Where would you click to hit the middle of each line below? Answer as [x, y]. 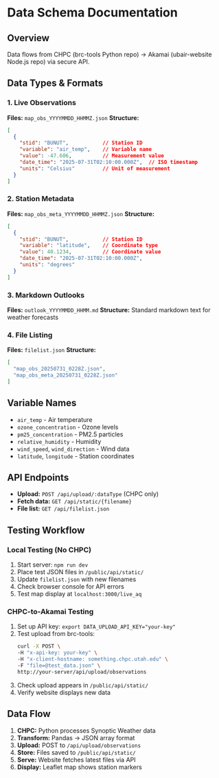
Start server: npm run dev [53, 565]
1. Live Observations [42, 103]
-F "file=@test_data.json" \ [59, 666]
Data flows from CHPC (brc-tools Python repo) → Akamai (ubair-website [109, 54]
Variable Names [42, 403]
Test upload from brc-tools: [56, 634]
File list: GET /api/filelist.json [63, 508]
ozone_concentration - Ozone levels [68, 427]
